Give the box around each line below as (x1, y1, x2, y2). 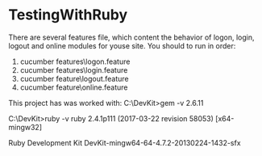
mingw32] (8, 122, 43, 132)
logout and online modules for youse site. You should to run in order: (8, 40, 236, 50)
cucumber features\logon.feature (19, 57, 131, 66)
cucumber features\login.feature (19, 65, 128, 74)
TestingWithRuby (8, 6, 128, 24)
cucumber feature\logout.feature (19, 74, 129, 83)
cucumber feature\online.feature (19, 82, 128, 92)
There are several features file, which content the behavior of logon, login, (8, 32, 255, 42)
